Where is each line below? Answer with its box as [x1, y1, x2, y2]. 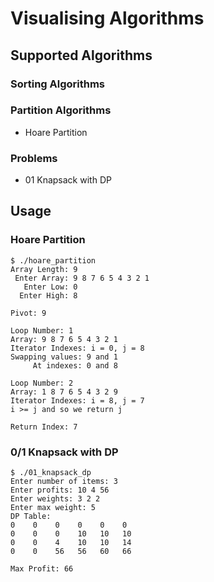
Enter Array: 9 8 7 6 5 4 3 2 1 [14, 273, 150, 283]
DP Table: [10, 512, 52, 522]
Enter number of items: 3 [10, 477, 118, 487]
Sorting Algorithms [10, 77, 106, 91]
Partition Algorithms [10, 103, 112, 117]
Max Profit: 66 [10, 564, 74, 574]
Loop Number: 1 [10, 325, 74, 336]
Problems [10, 151, 58, 165]
